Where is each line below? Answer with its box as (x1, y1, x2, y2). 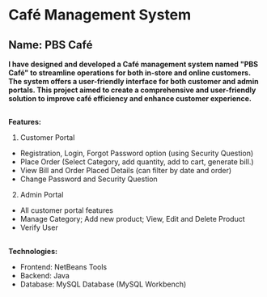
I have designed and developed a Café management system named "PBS (8, 59, 259, 69)
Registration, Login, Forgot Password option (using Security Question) (19, 148, 254, 159)
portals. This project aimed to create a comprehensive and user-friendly (8, 85, 256, 95)
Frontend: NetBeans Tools (19, 261, 108, 272)
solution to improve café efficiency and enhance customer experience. (8, 94, 252, 103)
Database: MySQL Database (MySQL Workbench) (19, 279, 187, 289)
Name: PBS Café (8, 38, 93, 52)
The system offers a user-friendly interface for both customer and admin (8, 77, 259, 86)
